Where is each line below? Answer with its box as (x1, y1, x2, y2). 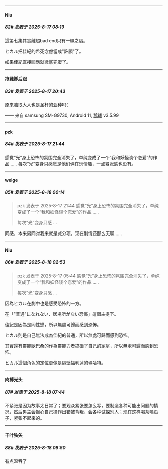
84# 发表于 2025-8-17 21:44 (5, 141, 65, 147)
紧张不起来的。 (13, 415, 45, 421)
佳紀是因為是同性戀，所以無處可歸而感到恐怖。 (5, 321, 101, 327)
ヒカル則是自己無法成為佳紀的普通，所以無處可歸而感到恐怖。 (5, 332, 132, 338)
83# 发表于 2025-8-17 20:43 (5, 88, 66, 94)
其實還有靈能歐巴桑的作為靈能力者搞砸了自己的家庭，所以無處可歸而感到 (5, 343, 154, 349)
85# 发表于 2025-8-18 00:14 (5, 189, 65, 195)
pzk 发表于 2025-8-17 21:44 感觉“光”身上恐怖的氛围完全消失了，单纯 (17, 203, 159, 209)
